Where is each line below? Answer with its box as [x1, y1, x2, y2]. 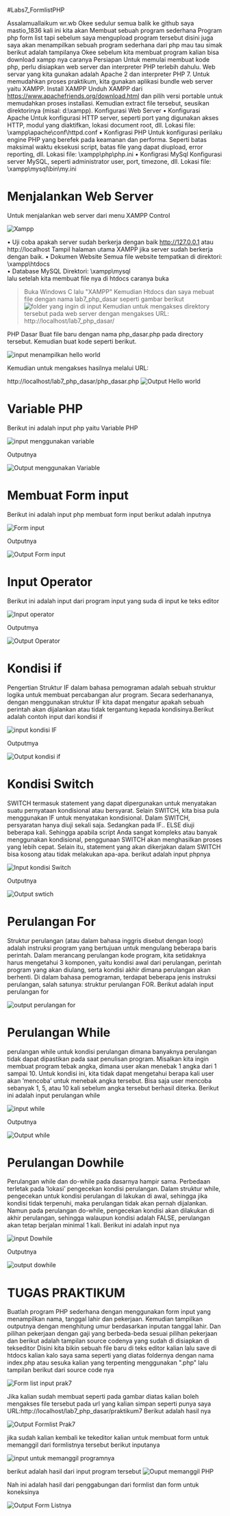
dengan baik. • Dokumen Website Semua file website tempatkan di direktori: [7, 252, 222, 260]
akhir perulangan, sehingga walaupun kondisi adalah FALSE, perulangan [7, 1214, 211, 1222]
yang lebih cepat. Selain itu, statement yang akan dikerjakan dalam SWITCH [7, 842, 221, 851]
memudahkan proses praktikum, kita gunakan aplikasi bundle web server [7, 77, 214, 85]
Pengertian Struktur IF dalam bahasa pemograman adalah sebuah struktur [7, 683, 216, 692]
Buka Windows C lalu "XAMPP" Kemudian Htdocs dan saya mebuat [23, 287, 214, 295]
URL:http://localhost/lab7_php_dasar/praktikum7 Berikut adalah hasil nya [7, 1407, 211, 1415]
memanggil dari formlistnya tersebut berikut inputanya [7, 1441, 160, 1449]
